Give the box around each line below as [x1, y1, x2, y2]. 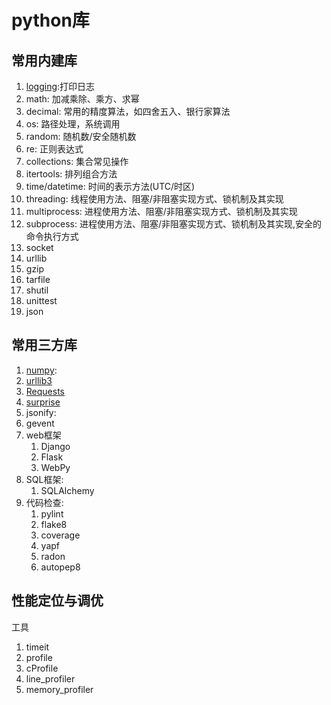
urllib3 [25, 374, 53, 386]
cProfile [25, 662, 59, 674]
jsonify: [25, 406, 57, 418]
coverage [40, 529, 81, 541]
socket [25, 242, 54, 253]
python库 [11, 9, 90, 32]
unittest [25, 295, 58, 306]
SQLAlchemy [40, 484, 95, 496]
